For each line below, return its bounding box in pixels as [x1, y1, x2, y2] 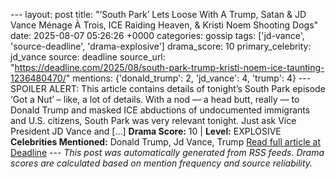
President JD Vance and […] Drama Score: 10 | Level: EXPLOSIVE [10, 125, 282, 137]
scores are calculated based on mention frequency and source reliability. [10, 157, 313, 169]
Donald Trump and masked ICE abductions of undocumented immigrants [10, 104, 311, 116]
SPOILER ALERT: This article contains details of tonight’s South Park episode [10, 83, 326, 94]
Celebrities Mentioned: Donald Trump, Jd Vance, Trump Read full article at [10, 136, 322, 148]
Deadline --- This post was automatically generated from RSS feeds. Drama [10, 147, 325, 158]
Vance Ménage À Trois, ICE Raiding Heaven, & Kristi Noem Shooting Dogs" [10, 19, 319, 31]
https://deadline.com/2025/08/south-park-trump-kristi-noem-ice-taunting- [14, 62, 325, 73]
